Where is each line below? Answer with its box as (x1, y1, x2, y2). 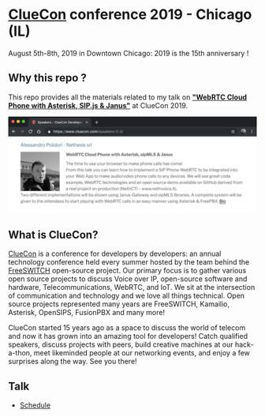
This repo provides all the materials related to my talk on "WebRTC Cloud (8, 92, 247, 102)
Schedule (19, 400, 51, 410)
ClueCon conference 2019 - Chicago (8, 6, 252, 24)
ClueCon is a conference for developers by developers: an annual (8, 249, 222, 258)
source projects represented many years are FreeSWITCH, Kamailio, (8, 299, 230, 309)
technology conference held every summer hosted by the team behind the (8, 257, 250, 267)
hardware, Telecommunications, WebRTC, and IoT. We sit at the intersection (8, 283, 256, 292)
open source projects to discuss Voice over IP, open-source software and (8, 274, 248, 284)
